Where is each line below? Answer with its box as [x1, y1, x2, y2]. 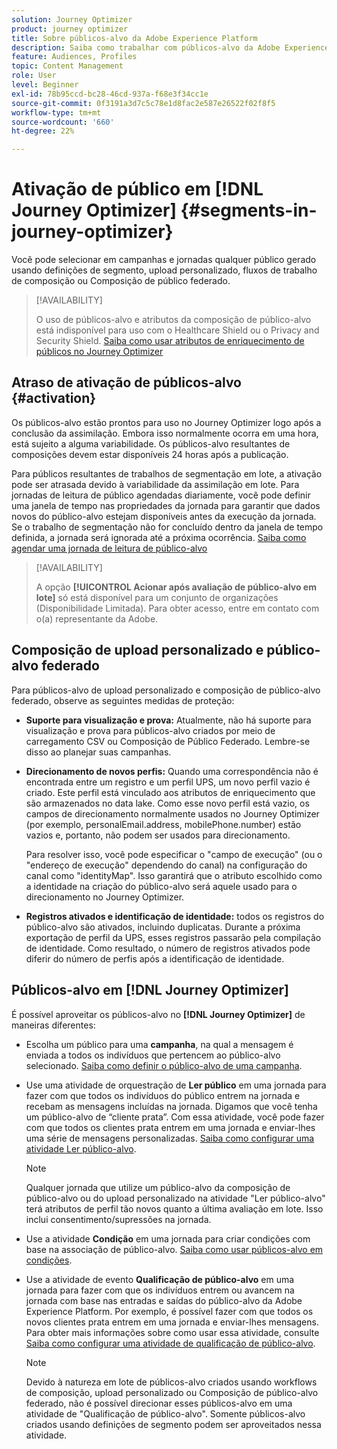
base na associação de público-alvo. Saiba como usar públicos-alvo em [25, 1243, 324, 1255]
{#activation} [11, 390, 97, 407]
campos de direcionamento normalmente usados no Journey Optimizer [25, 807, 320, 820]
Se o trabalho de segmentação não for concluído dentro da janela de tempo [11, 521, 324, 533]
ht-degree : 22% [11, 126, 75, 136]
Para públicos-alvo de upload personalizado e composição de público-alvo [11, 684, 321, 696]
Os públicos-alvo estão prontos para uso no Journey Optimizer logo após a [11, 416, 322, 428]
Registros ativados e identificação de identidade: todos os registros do [25, 910, 325, 922]
